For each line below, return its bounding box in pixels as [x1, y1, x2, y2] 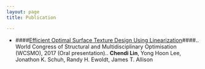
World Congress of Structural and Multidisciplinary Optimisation [15, 43, 177, 50]
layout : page [6, 8, 40, 15]
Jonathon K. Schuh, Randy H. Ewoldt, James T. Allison [15, 56, 153, 63]
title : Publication [6, 15, 56, 21]
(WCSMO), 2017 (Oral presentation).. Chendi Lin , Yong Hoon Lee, [15, 49, 182, 56]
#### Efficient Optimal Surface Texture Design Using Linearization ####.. [15, 36, 199, 44]
